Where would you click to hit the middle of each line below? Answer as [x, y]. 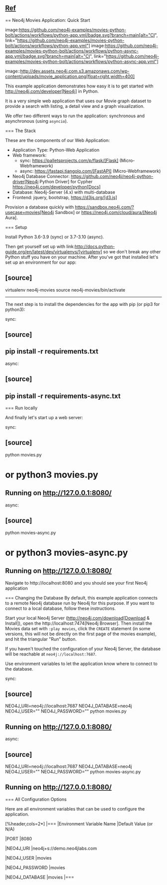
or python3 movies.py [52, 475]
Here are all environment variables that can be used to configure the [75, 809]
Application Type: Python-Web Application [56, 150]
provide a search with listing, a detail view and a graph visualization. [75, 106]
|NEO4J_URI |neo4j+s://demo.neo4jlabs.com [51, 848]
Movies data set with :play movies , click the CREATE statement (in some [78, 628]
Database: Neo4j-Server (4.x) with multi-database [64, 192]
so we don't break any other [132, 252]
